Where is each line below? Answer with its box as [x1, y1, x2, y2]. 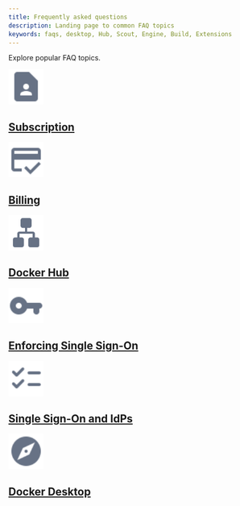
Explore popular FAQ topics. [8, 53, 101, 63]
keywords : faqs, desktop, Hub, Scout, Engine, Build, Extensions [8, 30, 232, 38]
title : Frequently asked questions [8, 13, 128, 21]
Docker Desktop [8, 484, 91, 499]
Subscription [8, 120, 75, 134]
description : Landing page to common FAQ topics [8, 21, 175, 30]
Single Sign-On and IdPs [8, 412, 133, 426]
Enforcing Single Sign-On [8, 339, 139, 353]
